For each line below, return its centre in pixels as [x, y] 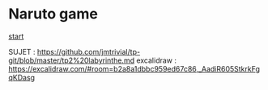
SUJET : [22, 51]
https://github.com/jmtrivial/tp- [88, 51]
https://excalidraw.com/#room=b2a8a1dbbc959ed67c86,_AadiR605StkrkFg [134, 68]
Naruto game [53, 14]
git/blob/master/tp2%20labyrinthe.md [72, 60]
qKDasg [21, 77]
